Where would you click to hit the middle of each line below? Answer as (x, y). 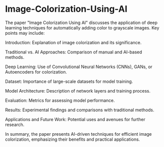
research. (15, 124)
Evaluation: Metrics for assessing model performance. (60, 100)
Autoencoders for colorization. (36, 72)
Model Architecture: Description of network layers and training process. (78, 91)
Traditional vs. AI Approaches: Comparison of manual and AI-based (74, 52)
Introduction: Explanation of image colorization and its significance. (73, 42)
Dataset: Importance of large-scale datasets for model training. (69, 81)
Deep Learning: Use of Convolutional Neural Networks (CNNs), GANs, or (79, 67)
